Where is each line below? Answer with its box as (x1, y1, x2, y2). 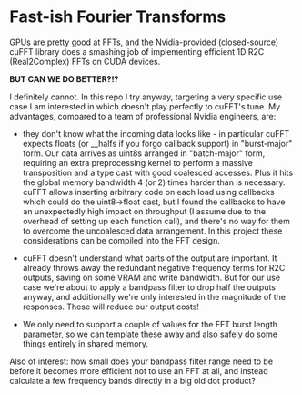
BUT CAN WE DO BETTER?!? (9, 73, 119, 84)
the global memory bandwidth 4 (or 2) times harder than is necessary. (22, 176, 286, 188)
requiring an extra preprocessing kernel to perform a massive (22, 157, 253, 168)
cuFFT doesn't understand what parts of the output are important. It (22, 253, 277, 264)
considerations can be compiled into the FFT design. (22, 234, 220, 245)
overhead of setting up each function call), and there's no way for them (22, 215, 291, 226)
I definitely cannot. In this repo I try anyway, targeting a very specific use (9, 91, 283, 102)
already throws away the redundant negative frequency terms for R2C (22, 262, 286, 273)
